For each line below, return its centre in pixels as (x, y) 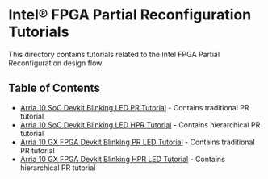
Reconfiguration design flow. (56, 63)
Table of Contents (54, 88)
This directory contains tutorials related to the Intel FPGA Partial (114, 54)
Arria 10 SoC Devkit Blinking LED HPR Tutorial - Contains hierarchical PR (140, 125)
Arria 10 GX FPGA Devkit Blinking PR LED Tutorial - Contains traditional (138, 142)
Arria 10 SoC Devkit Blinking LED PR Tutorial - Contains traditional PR (134, 107)
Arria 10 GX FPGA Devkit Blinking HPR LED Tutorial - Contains (123, 159)
